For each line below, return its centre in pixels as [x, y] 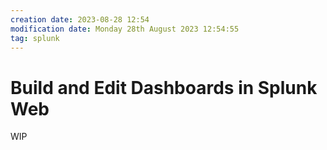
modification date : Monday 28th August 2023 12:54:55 [125, 29]
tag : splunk [35, 38]
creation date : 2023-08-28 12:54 [80, 19]
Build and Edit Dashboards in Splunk [164, 87]
